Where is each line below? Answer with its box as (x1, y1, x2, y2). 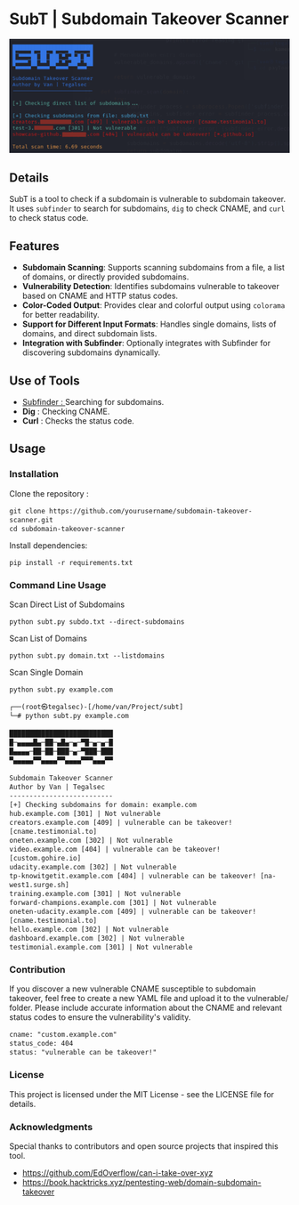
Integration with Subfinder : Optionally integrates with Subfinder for (21, 338, 271, 349)
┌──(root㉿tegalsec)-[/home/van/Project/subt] (9, 703, 184, 712)
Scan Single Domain (9, 667, 84, 678)
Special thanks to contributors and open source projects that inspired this (9, 1140, 279, 1152)
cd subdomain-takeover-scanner (9, 524, 125, 533)
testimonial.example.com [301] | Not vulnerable (9, 943, 193, 952)
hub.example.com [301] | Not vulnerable (9, 810, 162, 819)
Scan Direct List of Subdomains (9, 599, 125, 610)
